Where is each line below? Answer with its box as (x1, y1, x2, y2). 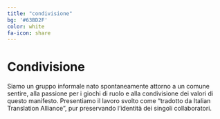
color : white (7, 23, 45, 30)
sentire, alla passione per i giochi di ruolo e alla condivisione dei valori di (7, 89, 213, 98)
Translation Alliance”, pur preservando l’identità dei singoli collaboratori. (7, 104, 212, 113)
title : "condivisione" (7, 10, 73, 17)
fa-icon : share (7, 29, 51, 37)
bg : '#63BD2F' (7, 17, 48, 24)
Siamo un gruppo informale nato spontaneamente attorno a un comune (7, 82, 210, 91)
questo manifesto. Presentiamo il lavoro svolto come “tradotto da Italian (7, 97, 211, 105)
